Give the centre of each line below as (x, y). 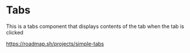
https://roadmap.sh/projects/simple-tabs (55, 44)
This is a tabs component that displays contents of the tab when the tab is (95, 26)
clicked (15, 32)
